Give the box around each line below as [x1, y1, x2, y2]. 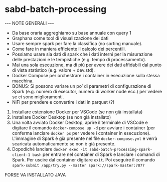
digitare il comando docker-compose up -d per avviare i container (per [12, 124, 155, 131]
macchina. [12, 78, 34, 84]
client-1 [12, 152, 31, 157]
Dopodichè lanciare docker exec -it [12, 146, 87, 152]
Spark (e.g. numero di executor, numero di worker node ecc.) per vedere [12, 88, 162, 94]
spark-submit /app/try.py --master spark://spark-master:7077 [12, 163, 145, 168]
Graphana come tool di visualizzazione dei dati [12, 35, 109, 41]
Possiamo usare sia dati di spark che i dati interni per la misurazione [12, 51, 153, 57]
